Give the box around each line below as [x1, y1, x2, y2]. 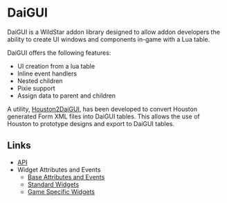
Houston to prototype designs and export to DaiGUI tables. [7, 119, 175, 127]
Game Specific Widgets [27, 187, 96, 195]
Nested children [17, 76, 64, 85]
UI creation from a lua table [17, 62, 96, 70]
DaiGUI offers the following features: [7, 48, 111, 57]
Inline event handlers [17, 69, 78, 78]
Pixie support [17, 84, 55, 92]
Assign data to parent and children [17, 91, 116, 100]
